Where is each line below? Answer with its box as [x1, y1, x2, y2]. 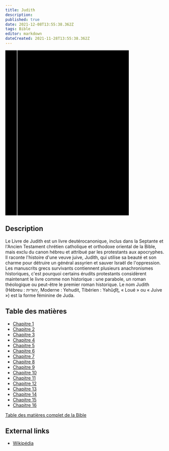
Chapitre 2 [12, 326, 35, 332]
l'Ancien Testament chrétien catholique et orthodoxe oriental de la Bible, [5, 243, 157, 249]
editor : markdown [5, 31, 42, 36]
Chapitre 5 [12, 342, 35, 348]
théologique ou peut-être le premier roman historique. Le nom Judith [5, 281, 150, 288]
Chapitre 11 [12, 375, 36, 381]
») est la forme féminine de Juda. [5, 292, 75, 298]
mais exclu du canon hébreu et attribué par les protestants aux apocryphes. [5, 249, 164, 255]
